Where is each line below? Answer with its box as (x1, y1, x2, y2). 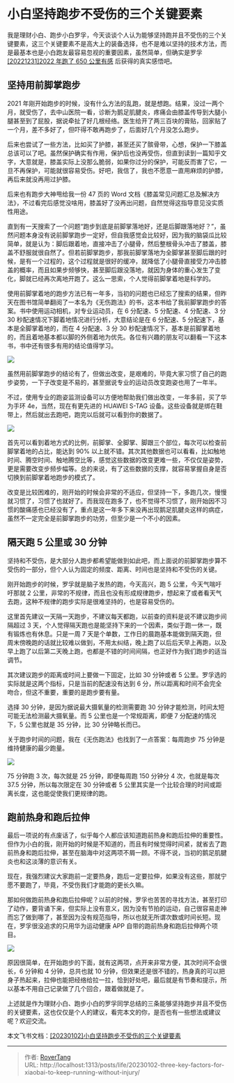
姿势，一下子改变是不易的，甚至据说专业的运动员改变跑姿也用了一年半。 (13, 378, 221, 386)
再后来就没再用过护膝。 (7, 175, 75, 183)
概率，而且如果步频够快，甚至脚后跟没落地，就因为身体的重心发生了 (19, 266, 214, 274)
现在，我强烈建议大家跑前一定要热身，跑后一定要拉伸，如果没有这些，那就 (7, 872, 221, 881)
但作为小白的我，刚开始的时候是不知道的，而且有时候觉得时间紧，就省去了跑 (7, 840, 227, 848)
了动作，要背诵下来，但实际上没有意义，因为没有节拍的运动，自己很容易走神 (7, 904, 227, 913)
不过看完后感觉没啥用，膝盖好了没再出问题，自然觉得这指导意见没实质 (22, 198, 224, 206)
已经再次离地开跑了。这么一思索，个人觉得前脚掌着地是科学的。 (31, 274, 214, 282)
